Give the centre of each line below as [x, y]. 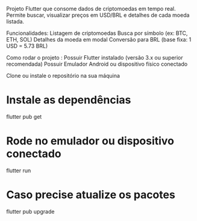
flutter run [19, 170]
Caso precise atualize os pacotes [91, 195]
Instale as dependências [69, 100]
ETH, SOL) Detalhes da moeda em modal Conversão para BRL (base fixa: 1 [99, 39]
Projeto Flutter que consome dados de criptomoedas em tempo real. [91, 9]
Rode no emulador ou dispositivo [90, 141]
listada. [15, 21]
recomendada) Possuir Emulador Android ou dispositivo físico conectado [97, 64]
